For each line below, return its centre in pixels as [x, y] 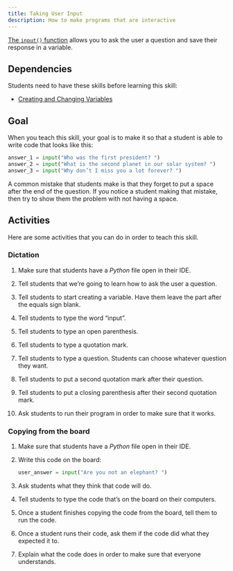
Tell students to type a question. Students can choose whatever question [122, 358]
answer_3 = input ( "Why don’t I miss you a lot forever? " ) [95, 171]
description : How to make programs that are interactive [92, 20]
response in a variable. [41, 47]
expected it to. [38, 541]
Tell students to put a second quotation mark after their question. [111, 379]
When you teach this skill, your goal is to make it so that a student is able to [115, 138]
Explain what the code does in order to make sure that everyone [109, 554]
